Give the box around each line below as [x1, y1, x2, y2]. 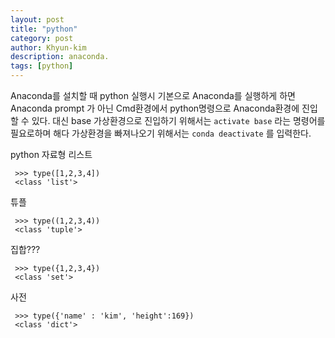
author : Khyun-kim [10, 42, 87, 53]
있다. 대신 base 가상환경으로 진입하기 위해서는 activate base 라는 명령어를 [31, 115, 326, 126]
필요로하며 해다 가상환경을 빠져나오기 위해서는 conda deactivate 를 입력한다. [10, 127, 312, 139]
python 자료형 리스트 [10, 149, 93, 160]
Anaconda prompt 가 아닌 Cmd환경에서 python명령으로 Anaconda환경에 [10, 102, 300, 114]
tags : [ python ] [10, 61, 74, 71]
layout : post [10, 14, 65, 25]
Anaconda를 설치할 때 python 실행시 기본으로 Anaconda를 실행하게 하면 [10, 90, 296, 101]
